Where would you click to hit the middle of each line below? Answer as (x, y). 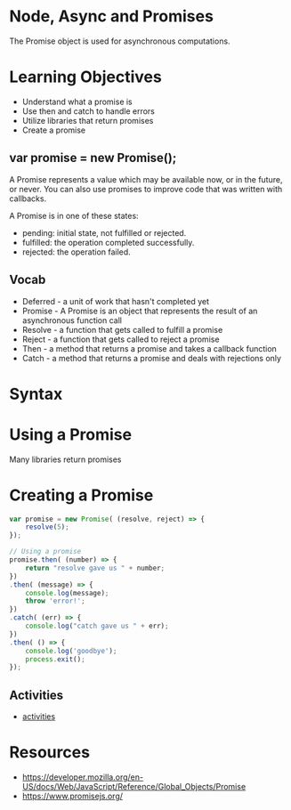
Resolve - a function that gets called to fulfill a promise (122, 329)
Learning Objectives (85, 77)
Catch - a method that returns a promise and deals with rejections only (152, 358)
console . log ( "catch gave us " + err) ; (97, 626)
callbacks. (28, 198)
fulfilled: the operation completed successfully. (108, 242)
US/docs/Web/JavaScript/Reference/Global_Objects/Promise (134, 787)
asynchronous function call (72, 320)
